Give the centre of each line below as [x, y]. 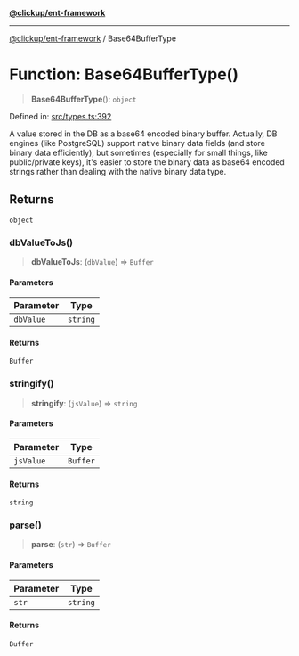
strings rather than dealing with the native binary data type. [118, 171]
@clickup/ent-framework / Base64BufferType [93, 38]
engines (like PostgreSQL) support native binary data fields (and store [137, 143]
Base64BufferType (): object [84, 99]
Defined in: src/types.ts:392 [61, 116]
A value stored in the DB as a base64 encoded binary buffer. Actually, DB [143, 134]
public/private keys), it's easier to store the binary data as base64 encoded [147, 162]
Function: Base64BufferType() [124, 74]
